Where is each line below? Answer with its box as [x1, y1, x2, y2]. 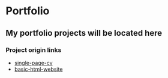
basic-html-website [14, 65, 63, 73]
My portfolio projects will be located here [5, 28, 163, 38]
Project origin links [5, 46, 62, 54]
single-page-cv [14, 59, 53, 66]
